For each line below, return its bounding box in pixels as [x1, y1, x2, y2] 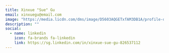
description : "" [5, 21, 39, 27]
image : [5, 17, 19, 22]
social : [5, 26, 22, 31]
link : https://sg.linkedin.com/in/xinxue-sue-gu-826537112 [14, 40, 141, 45]
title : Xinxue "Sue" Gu [5, 7, 55, 13]
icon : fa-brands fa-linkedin [14, 36, 75, 41]
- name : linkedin [10, 31, 46, 36]
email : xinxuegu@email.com [5, 12, 62, 17]
